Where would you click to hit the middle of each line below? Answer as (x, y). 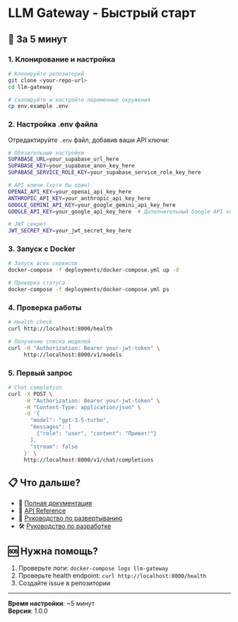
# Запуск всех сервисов (43, 264)
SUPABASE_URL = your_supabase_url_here (64, 159)
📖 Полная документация (55, 503)
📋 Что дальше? (44, 482)
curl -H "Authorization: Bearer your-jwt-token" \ (84, 348)
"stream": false (54, 447)
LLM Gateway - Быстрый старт (102, 13)
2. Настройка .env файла (53, 124)
